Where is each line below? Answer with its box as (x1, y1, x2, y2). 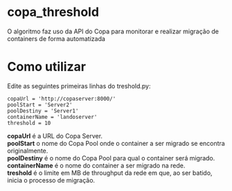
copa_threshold (7, 4, 99, 20)
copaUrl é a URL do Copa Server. (7, 131, 102, 140)
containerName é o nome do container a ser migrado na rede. (7, 161, 186, 169)
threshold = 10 (7, 119, 51, 126)
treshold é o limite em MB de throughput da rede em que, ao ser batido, (7, 168, 213, 177)
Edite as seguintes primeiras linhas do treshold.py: (7, 81, 151, 90)
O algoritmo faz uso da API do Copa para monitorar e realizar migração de (7, 27, 220, 35)
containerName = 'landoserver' (7, 113, 98, 120)
